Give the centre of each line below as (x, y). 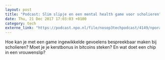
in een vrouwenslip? (25, 53)
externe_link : (20, 28)
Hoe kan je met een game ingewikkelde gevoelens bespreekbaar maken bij (81, 42)
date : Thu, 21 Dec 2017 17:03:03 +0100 (46, 19)
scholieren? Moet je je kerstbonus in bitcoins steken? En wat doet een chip (81, 47)
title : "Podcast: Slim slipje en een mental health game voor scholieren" (83, 14)
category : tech (21, 23)
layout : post (18, 10)
